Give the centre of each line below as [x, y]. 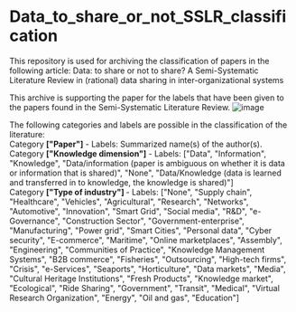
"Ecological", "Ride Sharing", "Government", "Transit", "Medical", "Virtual [144, 288]
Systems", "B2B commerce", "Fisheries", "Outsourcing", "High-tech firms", [148, 259]
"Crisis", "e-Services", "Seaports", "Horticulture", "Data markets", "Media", [148, 269]
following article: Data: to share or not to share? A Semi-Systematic [134, 71]
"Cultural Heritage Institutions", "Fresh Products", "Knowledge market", [141, 279]
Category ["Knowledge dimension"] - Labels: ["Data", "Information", [138, 153]
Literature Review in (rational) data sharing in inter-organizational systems [147, 80]
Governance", [35, 221]
